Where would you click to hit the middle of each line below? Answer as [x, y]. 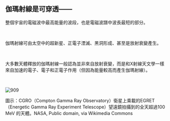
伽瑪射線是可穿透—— [39, 9]
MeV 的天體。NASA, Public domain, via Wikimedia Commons [69, 113]
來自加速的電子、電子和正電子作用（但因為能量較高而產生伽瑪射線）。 [78, 70]
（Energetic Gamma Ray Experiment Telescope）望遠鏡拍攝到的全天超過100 [85, 107]
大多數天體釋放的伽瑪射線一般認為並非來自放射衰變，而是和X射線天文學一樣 [85, 64]
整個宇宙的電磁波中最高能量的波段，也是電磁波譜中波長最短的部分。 [77, 22]
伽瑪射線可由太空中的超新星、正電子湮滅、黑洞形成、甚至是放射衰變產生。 [83, 43]
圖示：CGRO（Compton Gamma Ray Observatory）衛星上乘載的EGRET [80, 100]
